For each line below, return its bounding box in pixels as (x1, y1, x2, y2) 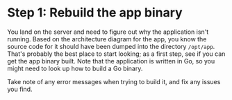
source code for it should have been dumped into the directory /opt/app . (7, 42, 215, 50)
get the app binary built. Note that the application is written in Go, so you (7, 57, 215, 65)
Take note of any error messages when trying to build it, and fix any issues (7, 77, 221, 86)
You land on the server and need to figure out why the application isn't (7, 28, 209, 36)
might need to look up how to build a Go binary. (7, 64, 143, 72)
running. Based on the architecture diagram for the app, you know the (7, 34, 207, 43)
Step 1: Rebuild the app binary (7, 5, 183, 21)
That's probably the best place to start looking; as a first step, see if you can (7, 50, 226, 58)
